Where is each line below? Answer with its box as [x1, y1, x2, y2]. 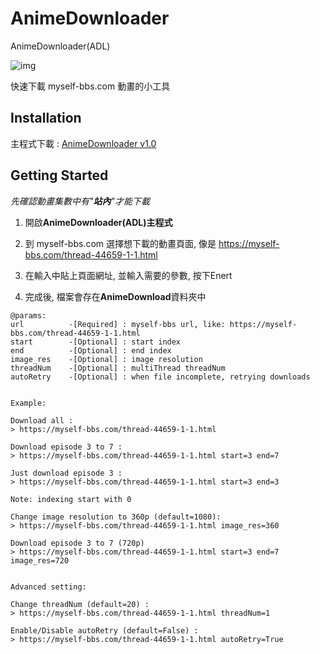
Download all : [10, 415, 74, 426]
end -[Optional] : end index [10, 345, 172, 356]
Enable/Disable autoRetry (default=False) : [10, 625, 199, 636]
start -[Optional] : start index [10, 337, 182, 347]
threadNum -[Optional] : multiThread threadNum [10, 363, 226, 373]
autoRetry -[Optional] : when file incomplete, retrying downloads [10, 372, 311, 382]
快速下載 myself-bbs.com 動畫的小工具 [10, 80, 171, 92]
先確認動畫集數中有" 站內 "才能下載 [10, 195, 151, 207]
